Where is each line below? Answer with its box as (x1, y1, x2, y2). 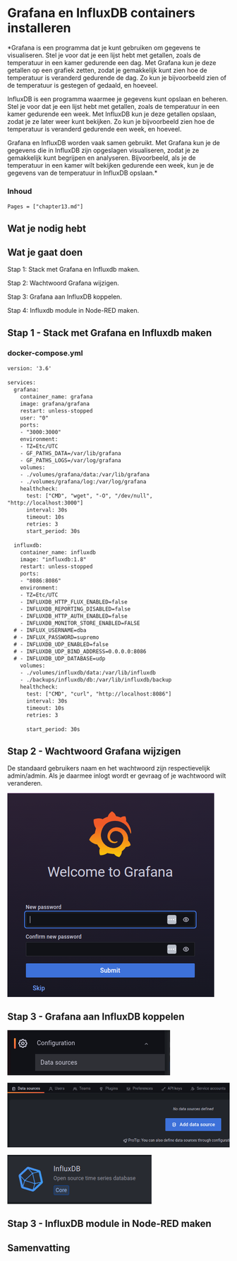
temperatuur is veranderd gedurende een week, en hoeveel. (7, 125, 182, 133)
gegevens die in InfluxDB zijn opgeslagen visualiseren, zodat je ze (7, 146, 200, 154)
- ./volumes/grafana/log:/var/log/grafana (20, 478, 147, 485)
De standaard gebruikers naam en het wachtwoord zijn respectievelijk (7, 764, 210, 772)
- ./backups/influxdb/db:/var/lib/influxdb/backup (20, 676, 172, 684)
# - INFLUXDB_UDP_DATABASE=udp (13, 655, 106, 662)
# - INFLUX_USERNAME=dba (13, 627, 87, 634)
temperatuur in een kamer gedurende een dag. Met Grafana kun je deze (7, 58, 217, 67)
